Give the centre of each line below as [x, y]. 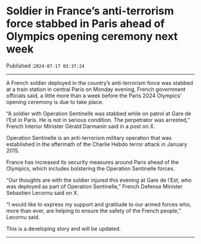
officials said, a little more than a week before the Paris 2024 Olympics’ [94, 95]
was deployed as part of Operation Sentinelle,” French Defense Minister [95, 186]
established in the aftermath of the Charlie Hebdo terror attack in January [97, 144]
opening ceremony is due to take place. [55, 102]
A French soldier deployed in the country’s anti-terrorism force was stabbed [100, 83]
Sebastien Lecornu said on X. [42, 193]
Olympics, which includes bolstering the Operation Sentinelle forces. [91, 168]
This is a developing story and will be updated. [64, 228]
